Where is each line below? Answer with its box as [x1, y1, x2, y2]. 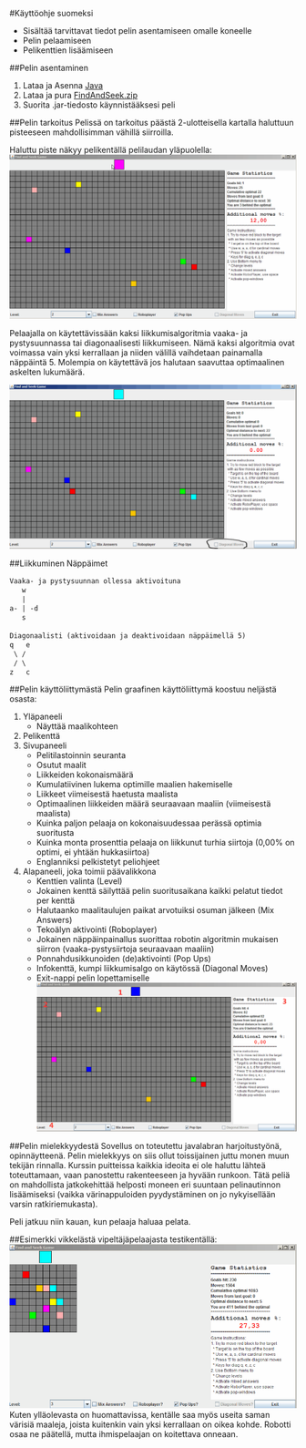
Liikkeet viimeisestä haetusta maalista [36, 788, 178, 799]
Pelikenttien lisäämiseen [22, 45, 114, 56]
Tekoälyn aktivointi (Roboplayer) [36, 924, 158, 935]
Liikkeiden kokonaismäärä [36, 769, 134, 780]
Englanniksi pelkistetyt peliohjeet [36, 856, 160, 867]
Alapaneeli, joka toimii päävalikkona [22, 866, 157, 877]
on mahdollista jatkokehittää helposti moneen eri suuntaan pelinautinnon [9, 1179, 281, 1190]
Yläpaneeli [22, 711, 63, 722]
